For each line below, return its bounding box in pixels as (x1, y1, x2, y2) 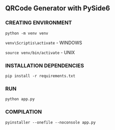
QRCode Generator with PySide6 (5, 4, 110, 13)
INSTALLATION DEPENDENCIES (5, 62, 84, 69)
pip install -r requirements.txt (5, 73, 76, 78)
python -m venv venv (5, 30, 49, 36)
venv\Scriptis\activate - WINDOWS (5, 39, 82, 46)
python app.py (5, 97, 35, 102)
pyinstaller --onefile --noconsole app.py (5, 120, 96, 125)
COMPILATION (5, 108, 42, 115)
